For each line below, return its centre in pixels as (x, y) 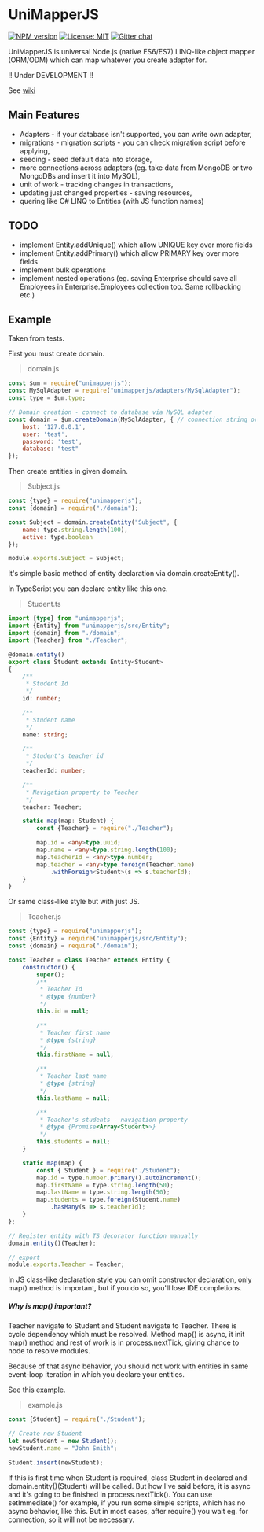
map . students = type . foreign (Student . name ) (108, 1200)
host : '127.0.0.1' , (54, 426)
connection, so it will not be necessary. (71, 1519)
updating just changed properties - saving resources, (106, 192)
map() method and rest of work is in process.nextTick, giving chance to (124, 1342)
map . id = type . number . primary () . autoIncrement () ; (119, 1178)
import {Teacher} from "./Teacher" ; (68, 640)
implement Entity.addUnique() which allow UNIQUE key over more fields (136, 245)
